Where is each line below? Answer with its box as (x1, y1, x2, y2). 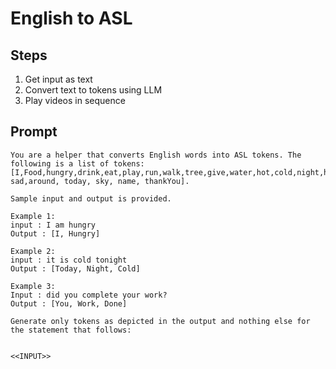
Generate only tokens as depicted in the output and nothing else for (10, 316, 311, 326)
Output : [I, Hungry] (10, 228, 101, 239)
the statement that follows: (10, 325, 132, 335)
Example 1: (10, 211, 56, 221)
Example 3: (10, 281, 56, 291)
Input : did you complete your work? (10, 290, 168, 300)
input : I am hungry (10, 220, 97, 230)
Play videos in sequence (24, 95, 126, 106)
